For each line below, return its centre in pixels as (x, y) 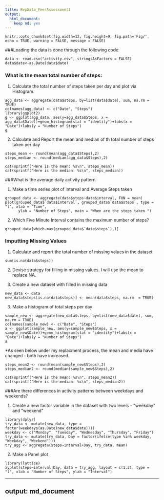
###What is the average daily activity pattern (51, 179)
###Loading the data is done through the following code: (62, 50)
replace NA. (24, 275)
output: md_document (40, 491)
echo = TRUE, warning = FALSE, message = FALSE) (55, 41)
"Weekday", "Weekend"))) (30, 441)
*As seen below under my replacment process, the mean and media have (79, 350)
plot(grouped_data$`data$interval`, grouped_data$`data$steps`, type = (79, 202)
